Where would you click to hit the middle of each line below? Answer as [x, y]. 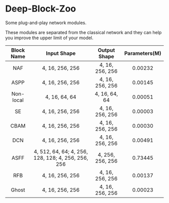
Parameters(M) [143, 53]
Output [106, 50]
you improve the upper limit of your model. [49, 38]
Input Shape [61, 53]
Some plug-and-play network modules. [46, 23]
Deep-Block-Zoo [41, 9]
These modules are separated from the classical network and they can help [83, 32]
